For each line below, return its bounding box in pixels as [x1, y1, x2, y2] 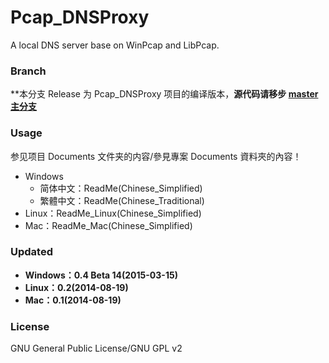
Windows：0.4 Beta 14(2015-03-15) [24, 269, 178, 281]
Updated [10, 245, 53, 259]
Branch [10, 64, 47, 78]
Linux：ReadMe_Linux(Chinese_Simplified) [24, 207, 202, 219]
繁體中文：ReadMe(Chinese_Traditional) [39, 194, 205, 206]
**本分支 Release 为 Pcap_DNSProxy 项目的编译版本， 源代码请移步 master [10, 88, 319, 100]
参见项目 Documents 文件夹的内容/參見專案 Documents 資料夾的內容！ [10, 150, 302, 162]
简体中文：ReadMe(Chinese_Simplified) [39, 182, 203, 194]
